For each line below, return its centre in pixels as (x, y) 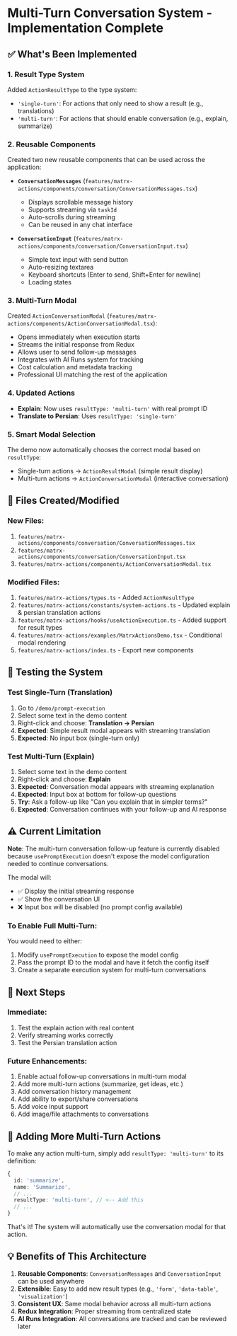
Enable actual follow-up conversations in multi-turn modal (102, 1076)
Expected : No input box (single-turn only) (79, 738)
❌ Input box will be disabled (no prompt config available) (100, 906)
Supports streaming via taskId (73, 209)
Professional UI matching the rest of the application (92, 375)
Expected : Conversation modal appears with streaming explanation (116, 787)
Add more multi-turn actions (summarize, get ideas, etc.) (100, 1084)
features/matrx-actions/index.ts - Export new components (105, 650)
